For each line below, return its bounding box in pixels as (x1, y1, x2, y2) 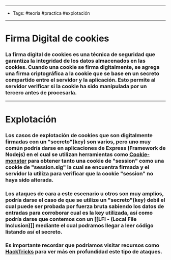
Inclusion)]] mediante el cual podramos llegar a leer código (5, 222, 154, 229)
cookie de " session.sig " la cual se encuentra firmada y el (5, 164, 149, 171)
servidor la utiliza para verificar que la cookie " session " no (5, 170, 154, 177)
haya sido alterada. (5, 176, 54, 184)
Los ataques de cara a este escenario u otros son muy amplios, (5, 190, 164, 197)
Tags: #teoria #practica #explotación (12, 10, 90, 16)
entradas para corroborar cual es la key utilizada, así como (5, 209, 153, 216)
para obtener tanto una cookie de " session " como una (27, 157, 164, 164)
